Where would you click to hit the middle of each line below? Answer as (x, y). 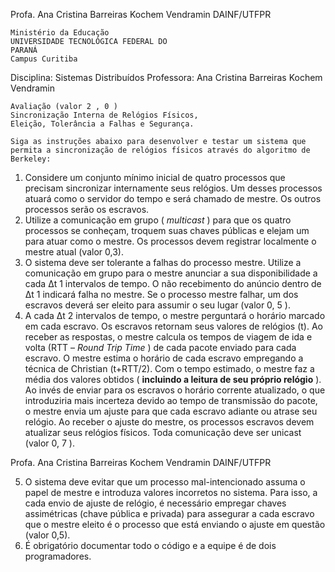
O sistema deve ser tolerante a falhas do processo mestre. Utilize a (163, 262)
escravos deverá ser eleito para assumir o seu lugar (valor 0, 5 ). (157, 305)
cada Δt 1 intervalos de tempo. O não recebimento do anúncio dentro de (173, 283)
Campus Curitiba (44, 59)
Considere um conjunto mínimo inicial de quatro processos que (155, 177)
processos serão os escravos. (87, 209)
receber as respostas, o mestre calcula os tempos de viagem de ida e (168, 337)
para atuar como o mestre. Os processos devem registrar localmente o (170, 241)
